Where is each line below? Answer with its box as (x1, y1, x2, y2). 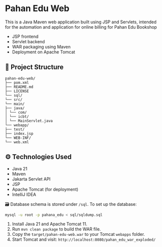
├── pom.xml (5, 80, 29, 85)
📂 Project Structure (5, 63, 64, 71)
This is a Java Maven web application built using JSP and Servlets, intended (5, 19, 157, 25)
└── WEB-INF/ (5, 135, 31, 140)
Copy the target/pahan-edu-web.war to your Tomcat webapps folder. (12, 231, 145, 237)
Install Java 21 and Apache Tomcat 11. (12, 221, 88, 227)
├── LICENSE (5, 88, 29, 94)
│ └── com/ (5, 110, 27, 115)
